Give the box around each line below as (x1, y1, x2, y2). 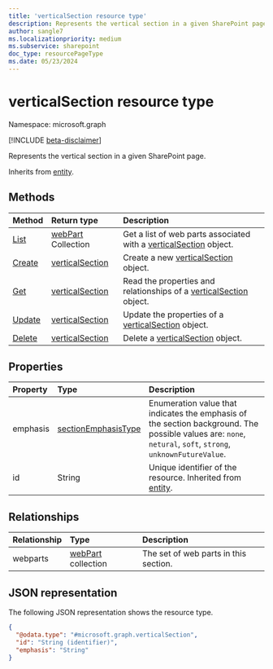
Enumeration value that (149, 398, 237, 409)
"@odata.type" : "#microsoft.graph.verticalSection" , (15, 631, 198, 639)
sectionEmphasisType (57, 423, 141, 434)
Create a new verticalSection (123, 252, 233, 263)
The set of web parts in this (141, 548, 246, 559)
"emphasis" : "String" (15, 645, 89, 654)
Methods (8, 191, 55, 205)
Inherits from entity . (8, 166, 75, 176)
